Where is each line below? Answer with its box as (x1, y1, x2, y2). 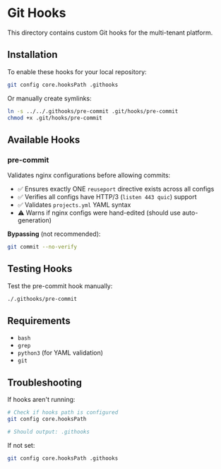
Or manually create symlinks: (7, 94, 92, 102)
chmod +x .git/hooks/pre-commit (7, 114, 102, 121)
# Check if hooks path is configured (7, 409, 119, 416)
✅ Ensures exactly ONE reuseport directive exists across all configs (17, 185, 215, 194)
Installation (7, 49, 58, 61)
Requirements (7, 315, 71, 327)
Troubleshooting (7, 376, 83, 388)
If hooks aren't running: (7, 396, 76, 404)
